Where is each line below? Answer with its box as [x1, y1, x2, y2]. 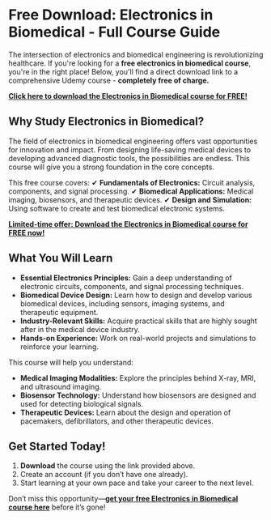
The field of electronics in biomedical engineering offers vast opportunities [8, 136, 258, 146]
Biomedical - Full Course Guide [8, 23, 221, 41]
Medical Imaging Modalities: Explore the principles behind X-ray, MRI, [19, 373, 256, 382]
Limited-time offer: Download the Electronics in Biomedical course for [8, 219, 248, 228]
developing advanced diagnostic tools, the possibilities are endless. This [8, 153, 250, 163]
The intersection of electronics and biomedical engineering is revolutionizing [8, 49, 264, 59]
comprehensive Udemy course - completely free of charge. [8, 75, 210, 85]
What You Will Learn [8, 251, 113, 265]
